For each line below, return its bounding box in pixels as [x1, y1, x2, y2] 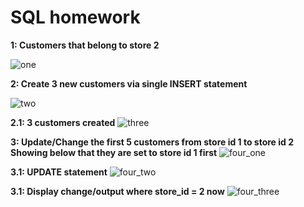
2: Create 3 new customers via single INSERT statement [10, 77, 248, 90]
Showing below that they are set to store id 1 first [10, 146, 218, 158]
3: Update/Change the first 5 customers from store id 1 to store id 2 [10, 136, 295, 148]
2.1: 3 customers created [10, 116, 116, 128]
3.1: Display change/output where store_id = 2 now [10, 185, 225, 197]
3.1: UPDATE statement [10, 166, 108, 178]
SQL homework [10, 6, 141, 29]
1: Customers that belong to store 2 [10, 39, 160, 51]
